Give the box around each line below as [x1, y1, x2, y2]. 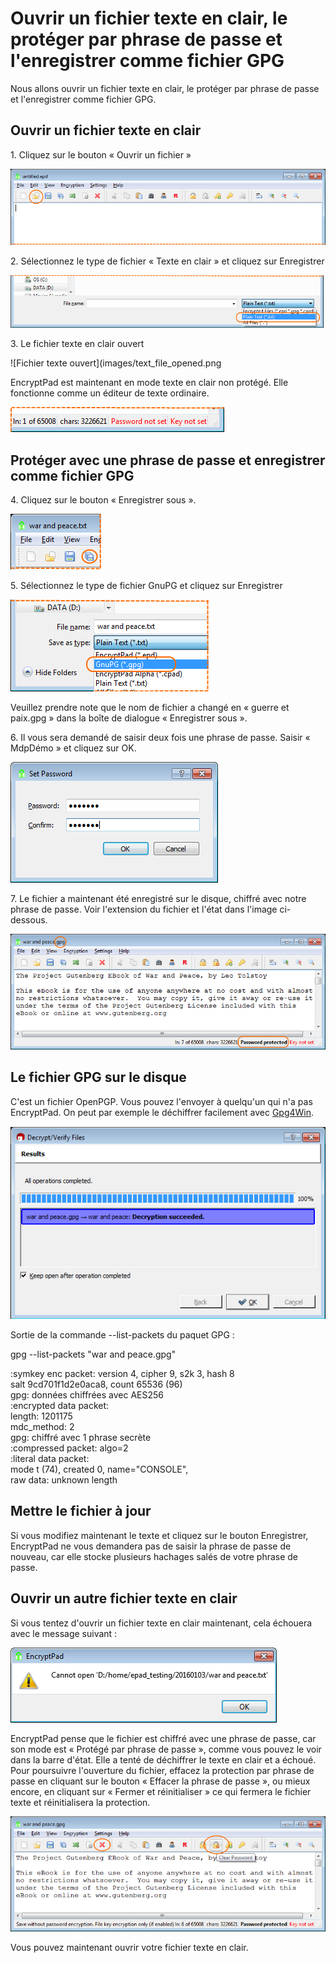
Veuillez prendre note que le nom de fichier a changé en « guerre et [10, 702, 290, 714]
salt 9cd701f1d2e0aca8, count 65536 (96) [10, 1378, 183, 1390]
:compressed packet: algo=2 [10, 1442, 129, 1454]
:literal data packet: [10, 1452, 90, 1464]
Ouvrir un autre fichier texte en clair [10, 1590, 238, 1607]
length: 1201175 [10, 1410, 73, 1422]
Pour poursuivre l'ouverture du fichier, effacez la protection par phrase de [10, 1764, 315, 1776]
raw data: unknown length [10, 1473, 118, 1486]
